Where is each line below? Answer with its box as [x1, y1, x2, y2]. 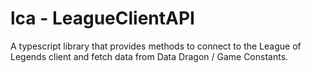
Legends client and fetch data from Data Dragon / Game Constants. [10, 50, 289, 62]
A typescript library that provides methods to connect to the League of [10, 40, 302, 52]
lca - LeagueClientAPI [10, 7, 195, 30]
